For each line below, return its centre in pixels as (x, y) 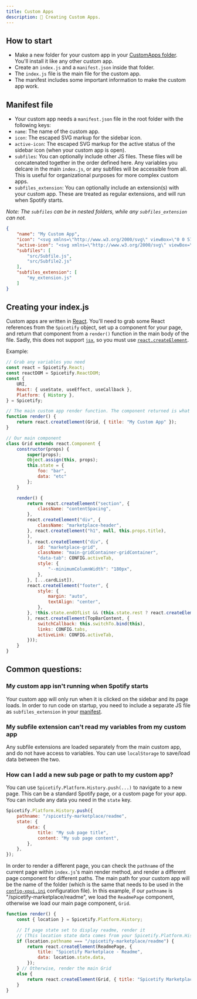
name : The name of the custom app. (57, 131)
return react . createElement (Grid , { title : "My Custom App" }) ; (97, 422)
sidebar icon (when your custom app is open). (70, 150)
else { (25, 974)
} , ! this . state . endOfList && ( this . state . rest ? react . (97, 613)
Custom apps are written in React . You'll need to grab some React (86, 321)
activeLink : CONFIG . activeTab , (76, 635)
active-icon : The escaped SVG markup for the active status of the (95, 144)
